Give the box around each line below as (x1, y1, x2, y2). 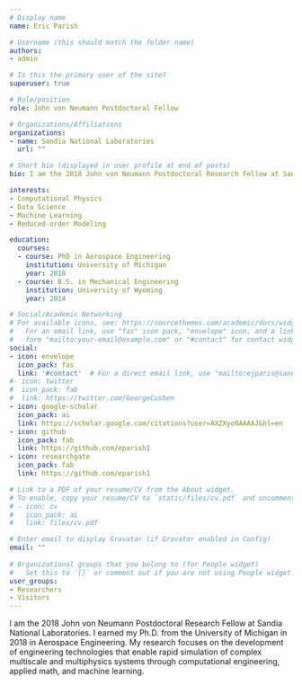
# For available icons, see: (9, 318, 119, 328)
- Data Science (9, 202, 67, 211)
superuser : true (9, 79, 70, 88)
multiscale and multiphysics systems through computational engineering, (9, 656, 280, 667)
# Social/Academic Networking (9, 310, 123, 319)
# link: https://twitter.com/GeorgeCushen (9, 394, 175, 403)
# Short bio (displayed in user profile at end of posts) (9, 161, 231, 171)
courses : (17, 244, 50, 253)
